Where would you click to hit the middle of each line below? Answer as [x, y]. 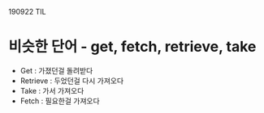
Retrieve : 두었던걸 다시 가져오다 [72, 81]
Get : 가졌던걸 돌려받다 [56, 70]
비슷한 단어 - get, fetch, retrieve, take [132, 47]
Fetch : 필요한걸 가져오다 [60, 101]
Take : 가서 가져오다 [52, 90]
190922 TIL [27, 12]
